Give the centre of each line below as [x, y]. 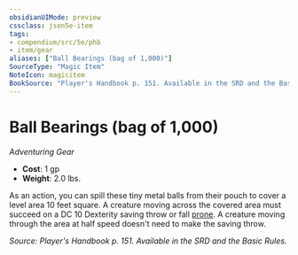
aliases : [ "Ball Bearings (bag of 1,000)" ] [91, 58]
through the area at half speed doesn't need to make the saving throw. [137, 223]
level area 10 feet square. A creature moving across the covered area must [145, 205]
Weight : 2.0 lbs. [51, 178]
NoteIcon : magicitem [47, 75]
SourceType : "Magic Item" [57, 67]
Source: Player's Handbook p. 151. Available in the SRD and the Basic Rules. [148, 241]
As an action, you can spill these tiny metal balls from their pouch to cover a [148, 195]
